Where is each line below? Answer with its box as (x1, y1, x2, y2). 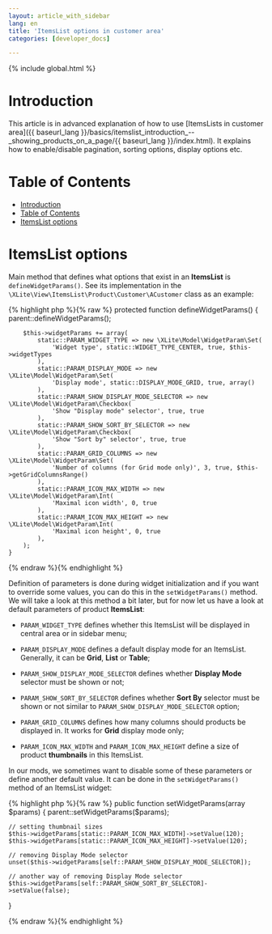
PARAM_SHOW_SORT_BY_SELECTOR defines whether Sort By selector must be (19, 693, 261, 703)
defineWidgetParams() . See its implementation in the (8, 281, 182, 291)
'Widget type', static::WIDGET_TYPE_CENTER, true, (51, 343, 227, 352)
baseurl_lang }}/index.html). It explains (122, 136, 252, 146)
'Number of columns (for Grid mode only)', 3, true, (51, 464, 233, 472)
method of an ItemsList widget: (8, 783, 112, 793)
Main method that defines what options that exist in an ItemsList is (8, 272, 231, 282)
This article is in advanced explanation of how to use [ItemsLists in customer (8, 119, 264, 129)
